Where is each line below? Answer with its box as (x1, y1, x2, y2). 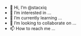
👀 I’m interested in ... (9, 10, 52, 16)
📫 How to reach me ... (9, 26, 55, 31)
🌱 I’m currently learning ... (9, 15, 62, 20)
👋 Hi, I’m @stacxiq (9, 5, 47, 10)
